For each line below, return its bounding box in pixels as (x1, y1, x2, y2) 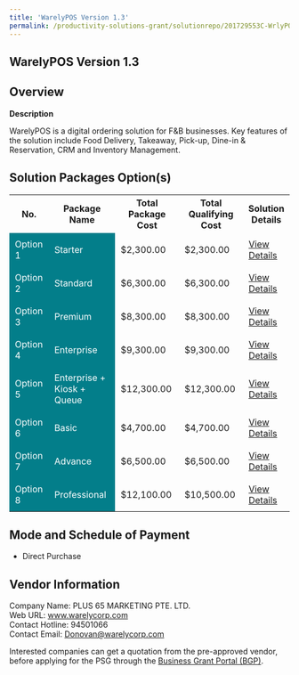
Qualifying (188, 207, 234, 220)
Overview (9, 85, 65, 100)
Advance (54, 455, 92, 468)
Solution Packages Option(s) (9, 170, 172, 185)
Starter (54, 243, 84, 256)
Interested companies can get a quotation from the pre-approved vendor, (9, 647, 279, 657)
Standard (54, 277, 93, 289)
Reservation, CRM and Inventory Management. (9, 144, 181, 155)
